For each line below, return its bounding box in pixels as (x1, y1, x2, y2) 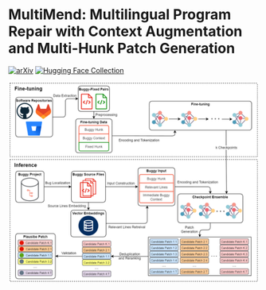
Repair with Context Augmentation (8, 22, 243, 41)
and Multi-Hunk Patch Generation (8, 40, 236, 57)
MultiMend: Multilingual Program (8, 6, 232, 24)
